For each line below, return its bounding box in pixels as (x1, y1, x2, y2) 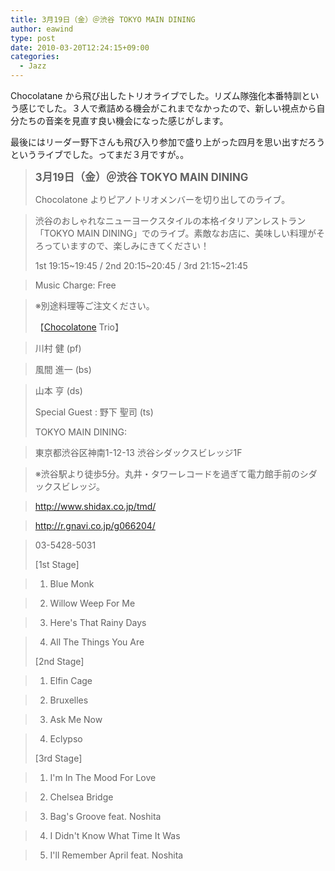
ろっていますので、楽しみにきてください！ (34, 240, 210, 251)
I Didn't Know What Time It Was (49, 830, 181, 841)
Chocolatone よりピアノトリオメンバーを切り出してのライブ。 (34, 194, 291, 205)
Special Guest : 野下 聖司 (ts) (34, 406, 154, 418)
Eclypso (49, 733, 83, 745)
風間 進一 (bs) (34, 364, 92, 375)
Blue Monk (49, 578, 95, 590)
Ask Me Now (49, 714, 103, 725)
